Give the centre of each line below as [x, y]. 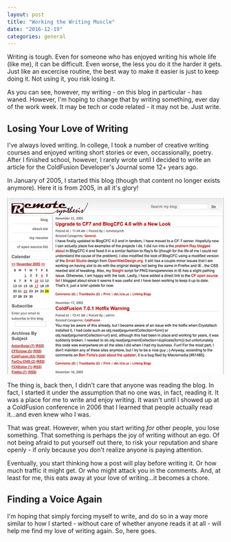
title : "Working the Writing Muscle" [61, 22]
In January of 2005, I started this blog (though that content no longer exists [114, 181]
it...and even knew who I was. [49, 414]
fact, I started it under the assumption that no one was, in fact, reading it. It [113, 392]
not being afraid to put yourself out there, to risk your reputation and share [112, 442]
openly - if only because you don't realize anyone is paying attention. [105, 450]
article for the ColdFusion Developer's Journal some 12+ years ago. [102, 167]
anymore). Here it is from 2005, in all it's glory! [73, 188]
